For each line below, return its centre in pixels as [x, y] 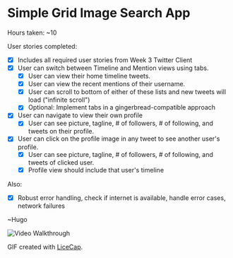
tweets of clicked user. [61, 162]
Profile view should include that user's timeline [96, 170]
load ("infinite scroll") [59, 100]
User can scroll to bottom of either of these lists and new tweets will [127, 92]
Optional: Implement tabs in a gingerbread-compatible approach [122, 107]
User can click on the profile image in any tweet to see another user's [119, 139]
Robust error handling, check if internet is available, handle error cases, [121, 198]
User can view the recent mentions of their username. [107, 84]
